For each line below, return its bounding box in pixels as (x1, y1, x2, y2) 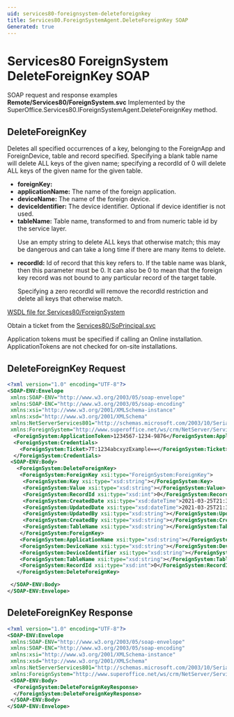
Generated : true (7, 23, 54, 30)
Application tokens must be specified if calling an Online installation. (7, 335, 203, 343)
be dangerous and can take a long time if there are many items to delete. (17, 245, 226, 254)
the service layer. (17, 224, 68, 233)
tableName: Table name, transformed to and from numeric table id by (17, 217, 218, 226)
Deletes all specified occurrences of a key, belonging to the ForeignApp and (7, 144, 226, 153)
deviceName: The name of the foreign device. (17, 195, 151, 203)
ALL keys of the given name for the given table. (7, 166, 143, 175)
